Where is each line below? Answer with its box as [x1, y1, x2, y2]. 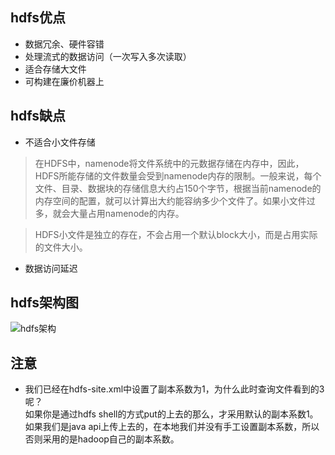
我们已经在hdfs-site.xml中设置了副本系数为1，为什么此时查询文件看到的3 [24, 383, 325, 395]
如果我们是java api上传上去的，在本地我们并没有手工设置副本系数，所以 [24, 421, 320, 433]
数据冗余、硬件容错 [24, 38, 105, 50]
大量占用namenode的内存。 [69, 207, 185, 219]
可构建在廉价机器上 [24, 75, 105, 87]
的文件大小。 [34, 241, 88, 253]
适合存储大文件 [24, 63, 87, 75]
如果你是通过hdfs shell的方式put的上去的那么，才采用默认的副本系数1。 [24, 408, 319, 420]
